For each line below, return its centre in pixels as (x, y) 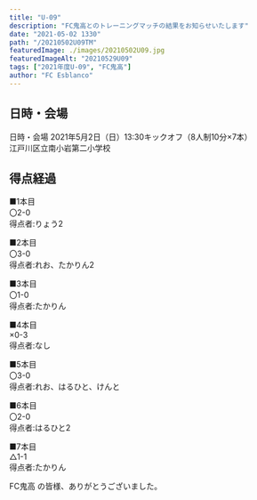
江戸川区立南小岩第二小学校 (60, 148)
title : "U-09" (36, 17)
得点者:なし (30, 346)
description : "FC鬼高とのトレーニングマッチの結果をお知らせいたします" (129, 26)
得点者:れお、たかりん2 (52, 265)
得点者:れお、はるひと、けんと (65, 387)
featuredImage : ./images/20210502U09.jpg (87, 51)
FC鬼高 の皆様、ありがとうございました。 (86, 487)
